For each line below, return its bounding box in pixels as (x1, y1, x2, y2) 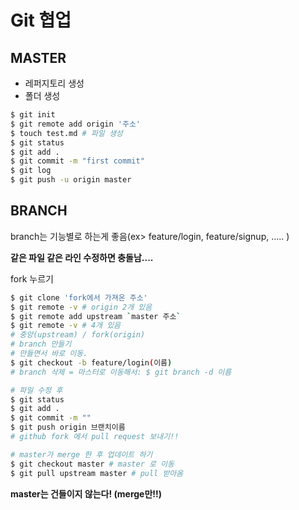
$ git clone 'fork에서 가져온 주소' (10, 292, 148, 303)
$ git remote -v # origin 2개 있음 (10, 302, 153, 312)
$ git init (10, 110, 56, 120)
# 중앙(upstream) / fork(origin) (10, 330, 146, 340)
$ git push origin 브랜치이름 (10, 422, 126, 433)
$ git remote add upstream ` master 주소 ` (10, 311, 182, 321)
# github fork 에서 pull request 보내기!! (10, 432, 180, 442)
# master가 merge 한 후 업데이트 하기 (10, 449, 153, 460)
